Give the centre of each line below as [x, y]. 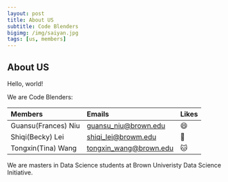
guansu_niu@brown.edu [126, 125]
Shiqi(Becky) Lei [37, 136]
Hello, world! [25, 83]
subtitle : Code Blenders [43, 26]
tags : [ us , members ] [37, 39]
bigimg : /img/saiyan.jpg [43, 33]
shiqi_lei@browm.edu [122, 136]
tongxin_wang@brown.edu [130, 148]
